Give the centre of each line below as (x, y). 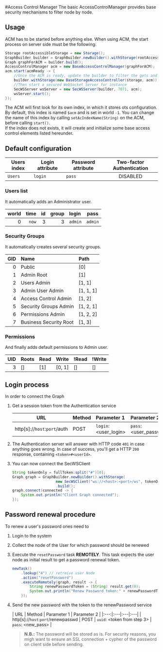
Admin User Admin (42, 291)
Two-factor (130, 162)
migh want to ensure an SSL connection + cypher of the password (90, 639)
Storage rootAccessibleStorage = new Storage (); (55, 53)
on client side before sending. (54, 644)
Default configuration (38, 148)
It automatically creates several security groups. (53, 246)
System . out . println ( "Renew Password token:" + (78, 591)
